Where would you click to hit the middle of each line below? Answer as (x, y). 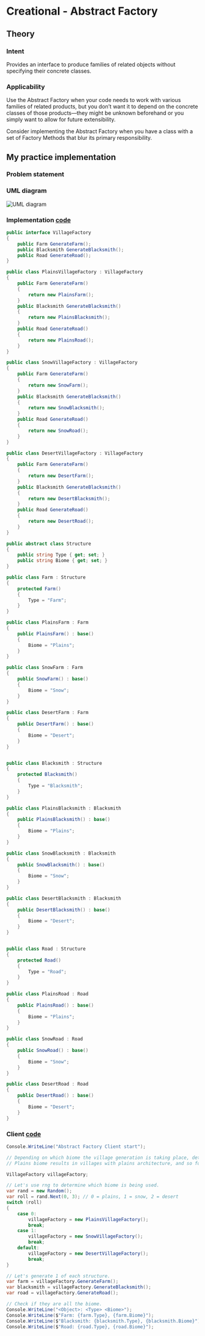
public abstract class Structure (49, 544)
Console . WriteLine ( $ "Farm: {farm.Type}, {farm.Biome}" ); (80, 1315)
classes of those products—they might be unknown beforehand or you (95, 113)
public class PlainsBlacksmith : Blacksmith (64, 808)
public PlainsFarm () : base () (56, 633)
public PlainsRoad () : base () (56, 1005)
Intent (15, 51)
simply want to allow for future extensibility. (61, 120)
